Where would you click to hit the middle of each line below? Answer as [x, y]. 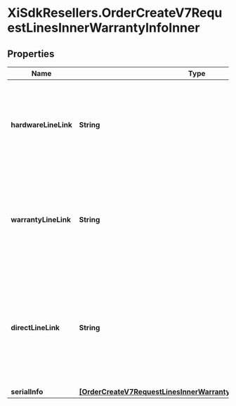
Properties [31, 54]
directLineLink [35, 328]
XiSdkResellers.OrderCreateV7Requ [115, 13]
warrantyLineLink [41, 220]
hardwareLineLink [41, 125]
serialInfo [27, 392]
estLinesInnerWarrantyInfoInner [104, 28]
